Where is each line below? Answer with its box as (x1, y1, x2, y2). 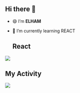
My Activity (5, 70, 42, 78)
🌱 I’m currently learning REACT (12, 28, 76, 34)
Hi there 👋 (5, 5, 36, 13)
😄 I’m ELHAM (12, 18, 41, 24)
